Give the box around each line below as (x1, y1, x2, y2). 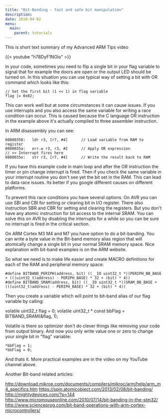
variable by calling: (5, 298, 44, 304)
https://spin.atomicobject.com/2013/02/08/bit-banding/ (39, 386, 153, 392)
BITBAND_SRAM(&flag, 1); (5, 313, 58, 319)
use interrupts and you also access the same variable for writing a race (5, 108, 151, 113)
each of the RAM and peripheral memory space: (5, 261, 104, 267)
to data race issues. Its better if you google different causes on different (5, 180, 153, 185)
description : (5, 12, 32, 17)
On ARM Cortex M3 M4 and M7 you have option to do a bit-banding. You (5, 230, 155, 236)
